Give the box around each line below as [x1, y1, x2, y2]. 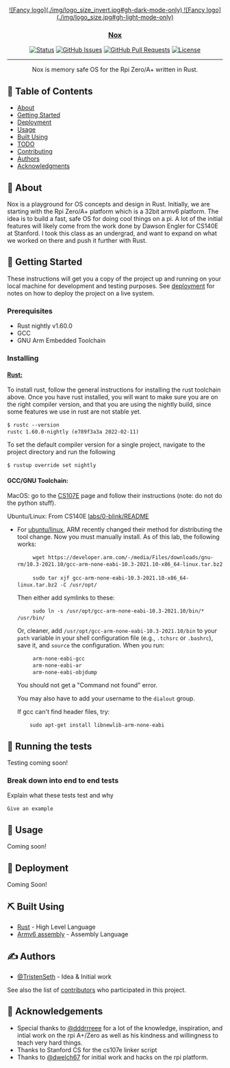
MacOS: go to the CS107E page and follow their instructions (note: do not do [7, 492, 222, 500]
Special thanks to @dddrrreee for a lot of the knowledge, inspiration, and [16, 1023, 223, 1032]
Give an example [7, 805, 53, 812]
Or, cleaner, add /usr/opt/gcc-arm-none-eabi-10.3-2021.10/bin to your [16, 627, 218, 635]
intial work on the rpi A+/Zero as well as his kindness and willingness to [16, 1031, 219, 1039]
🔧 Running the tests [7, 740, 92, 752]
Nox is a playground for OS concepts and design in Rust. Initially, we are [7, 200, 210, 208]
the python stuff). [7, 499, 56, 507]
